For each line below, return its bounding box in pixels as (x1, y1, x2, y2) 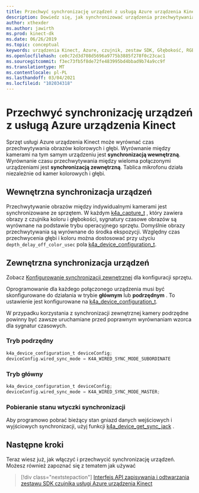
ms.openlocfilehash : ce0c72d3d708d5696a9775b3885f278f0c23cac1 (6, 53, 166, 59)
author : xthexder (6, 20, 49, 26)
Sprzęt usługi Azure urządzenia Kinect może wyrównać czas (6, 138, 154, 146)
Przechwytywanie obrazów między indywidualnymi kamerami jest (6, 203, 167, 210)
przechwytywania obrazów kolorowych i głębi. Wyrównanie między (6, 144, 171, 151)
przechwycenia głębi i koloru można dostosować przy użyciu (6, 234, 155, 241)
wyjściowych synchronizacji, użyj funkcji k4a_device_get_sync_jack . (6, 422, 175, 429)
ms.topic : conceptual (6, 42, 60, 48)
